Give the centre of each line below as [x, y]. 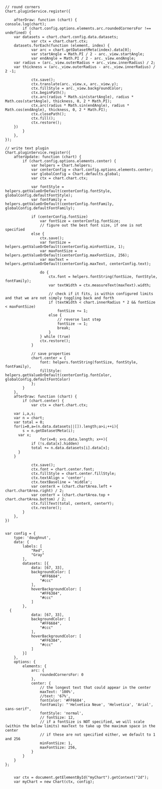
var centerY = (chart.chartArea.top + [70, 495]
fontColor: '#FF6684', [63, 700]
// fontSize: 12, [57, 718]
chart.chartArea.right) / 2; [35, 491]
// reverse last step [79, 319]
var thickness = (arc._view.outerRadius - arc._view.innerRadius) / [85, 67]
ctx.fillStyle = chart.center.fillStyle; [74, 473]
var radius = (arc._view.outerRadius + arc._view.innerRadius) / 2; [85, 63]
